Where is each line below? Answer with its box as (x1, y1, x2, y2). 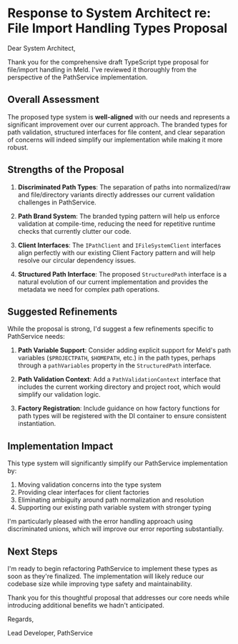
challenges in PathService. (17, 198, 96, 207)
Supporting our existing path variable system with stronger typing (17, 503, 212, 512)
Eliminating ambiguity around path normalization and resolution (17, 495, 204, 505)
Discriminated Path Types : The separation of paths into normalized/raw (17, 182, 231, 191)
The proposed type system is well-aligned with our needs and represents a (7, 112, 230, 121)
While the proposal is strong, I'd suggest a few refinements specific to (7, 325, 214, 333)
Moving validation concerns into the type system (17, 480, 162, 489)
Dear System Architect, (7, 44, 76, 52)
